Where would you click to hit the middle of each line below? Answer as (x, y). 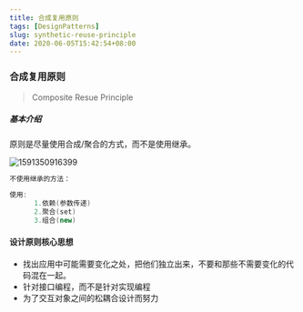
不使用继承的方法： (40, 178)
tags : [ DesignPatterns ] (55, 26)
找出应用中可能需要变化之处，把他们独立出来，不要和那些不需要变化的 (154, 264)
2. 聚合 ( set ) (55, 212)
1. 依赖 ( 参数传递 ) (62, 204)
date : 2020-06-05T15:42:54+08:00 (73, 43)
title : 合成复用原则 (44, 18)
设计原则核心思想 (41, 242)
